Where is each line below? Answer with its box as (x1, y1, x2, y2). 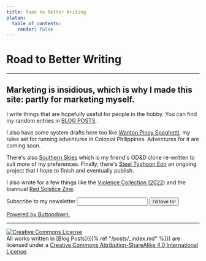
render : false (17, 26, 53, 33)
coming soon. (6, 142, 41, 149)
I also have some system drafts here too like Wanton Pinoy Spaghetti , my (6, 129, 190, 136)
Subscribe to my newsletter (6, 198, 76, 205)
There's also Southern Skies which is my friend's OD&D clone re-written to (6, 154, 195, 161)
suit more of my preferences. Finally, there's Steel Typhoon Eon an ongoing (6, 160, 197, 168)
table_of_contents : (12, 20, 62, 26)
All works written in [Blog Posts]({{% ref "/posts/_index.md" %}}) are (6, 235, 181, 242)
